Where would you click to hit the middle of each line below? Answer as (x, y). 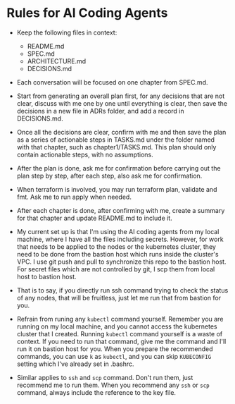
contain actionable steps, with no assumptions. (85, 154)
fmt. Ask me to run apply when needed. (74, 197)
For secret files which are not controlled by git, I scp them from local (116, 269)
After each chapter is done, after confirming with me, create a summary (121, 210)
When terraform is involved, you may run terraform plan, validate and (117, 189)
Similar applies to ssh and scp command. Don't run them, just (105, 377)
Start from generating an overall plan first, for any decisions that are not (121, 96)
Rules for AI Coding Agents (87, 13)
